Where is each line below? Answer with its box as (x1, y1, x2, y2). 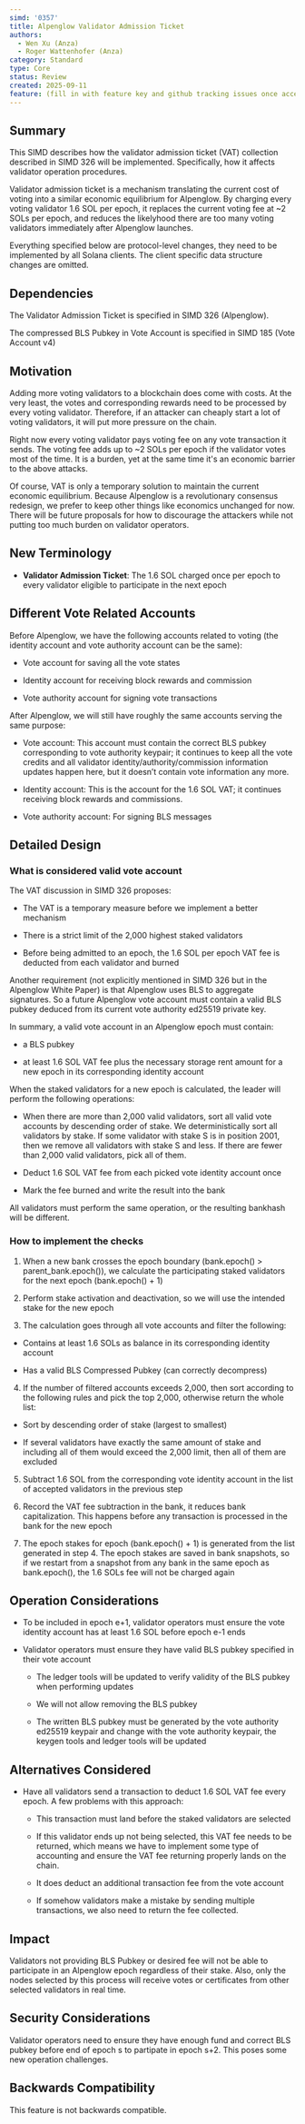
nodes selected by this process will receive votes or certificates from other (9, 1974, 290, 1985)
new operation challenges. (9, 2054, 109, 2065)
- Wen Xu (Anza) (17, 38, 79, 48)
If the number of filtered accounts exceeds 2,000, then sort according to (22, 1382, 294, 1393)
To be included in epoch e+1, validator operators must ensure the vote (22, 1617, 286, 1628)
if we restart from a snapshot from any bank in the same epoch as (22, 1557, 270, 1568)
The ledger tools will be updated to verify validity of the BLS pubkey (35, 1672, 290, 1682)
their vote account (22, 1654, 92, 1665)
